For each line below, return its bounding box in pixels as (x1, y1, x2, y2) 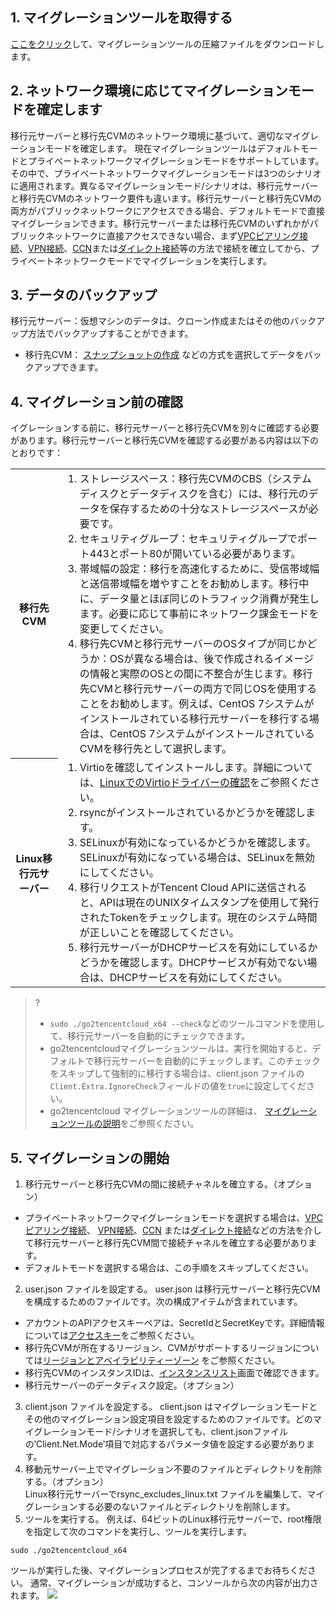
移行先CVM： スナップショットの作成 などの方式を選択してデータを (24, 349, 305, 361)
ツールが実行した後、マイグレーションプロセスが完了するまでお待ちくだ (10, 1564, 308, 1577)
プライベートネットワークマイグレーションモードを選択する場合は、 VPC (24, 1212, 324, 1224)
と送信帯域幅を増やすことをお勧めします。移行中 (79, 577, 310, 591)
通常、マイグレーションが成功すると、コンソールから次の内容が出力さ (29, 1577, 319, 1589)
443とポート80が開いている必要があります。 (89, 547, 302, 561)
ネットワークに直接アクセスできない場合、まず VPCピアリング (44, 229, 300, 242)
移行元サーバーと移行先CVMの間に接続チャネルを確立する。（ (24, 1178, 278, 1190)
